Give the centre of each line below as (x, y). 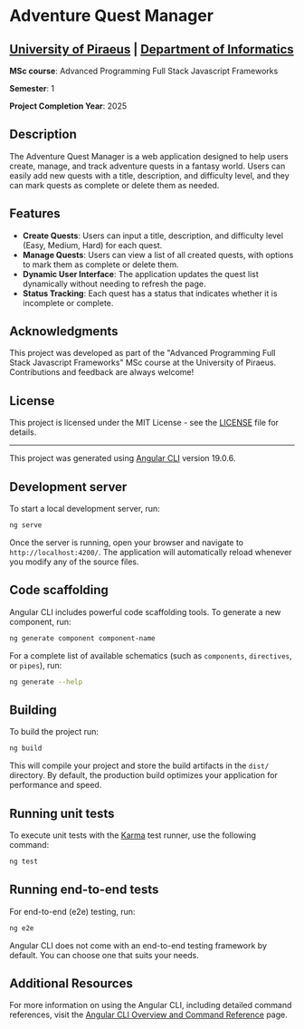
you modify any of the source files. (74, 562)
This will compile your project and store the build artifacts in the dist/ (139, 765)
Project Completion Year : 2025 (68, 106)
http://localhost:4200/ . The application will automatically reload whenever (151, 552)
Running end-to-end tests (84, 890)
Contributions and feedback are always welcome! (102, 372)
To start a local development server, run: (85, 509)
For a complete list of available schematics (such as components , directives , (151, 655)
